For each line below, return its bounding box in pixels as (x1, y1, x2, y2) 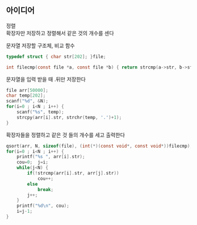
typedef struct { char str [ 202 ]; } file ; (6, 53, 107, 60)
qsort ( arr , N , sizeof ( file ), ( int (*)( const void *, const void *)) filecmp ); (6, 143, 193, 149)
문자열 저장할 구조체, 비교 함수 (6, 42, 75, 49)
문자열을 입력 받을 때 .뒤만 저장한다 (6, 76, 86, 83)
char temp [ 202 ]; (6, 93, 46, 98)
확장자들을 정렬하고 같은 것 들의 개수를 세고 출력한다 (6, 131, 125, 138)
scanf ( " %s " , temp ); (16, 109, 64, 115)
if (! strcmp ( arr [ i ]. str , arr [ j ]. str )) (27, 171, 119, 176)
